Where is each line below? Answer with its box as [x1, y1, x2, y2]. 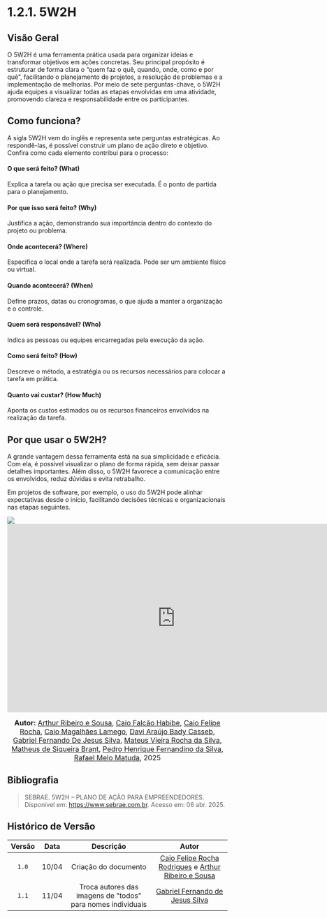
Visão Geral [7, 32, 59, 44]
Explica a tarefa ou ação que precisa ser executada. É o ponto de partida [7, 180, 217, 188]
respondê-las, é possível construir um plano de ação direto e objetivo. [7, 141, 210, 149]
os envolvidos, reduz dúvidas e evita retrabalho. [7, 475, 145, 483]
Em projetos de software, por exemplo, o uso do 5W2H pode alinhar [7, 488, 203, 496]
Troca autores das [79, 882, 139, 891]
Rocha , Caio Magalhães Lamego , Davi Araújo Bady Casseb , [20, 727, 215, 736]
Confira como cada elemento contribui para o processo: [7, 148, 169, 157]
